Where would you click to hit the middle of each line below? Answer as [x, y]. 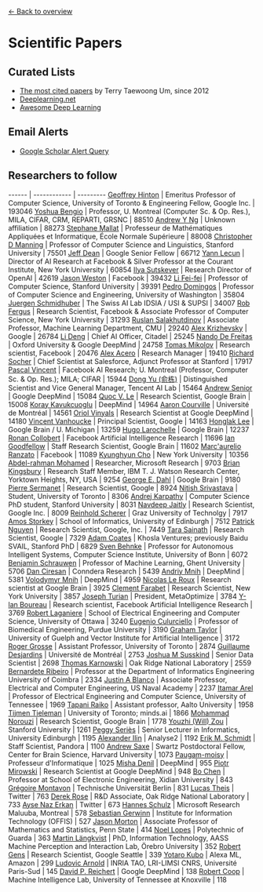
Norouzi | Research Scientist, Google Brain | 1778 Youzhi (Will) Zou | [118, 721]
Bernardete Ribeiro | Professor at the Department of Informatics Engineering [131, 671]
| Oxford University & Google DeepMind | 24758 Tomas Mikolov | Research [129, 344]
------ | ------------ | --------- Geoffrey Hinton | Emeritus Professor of [122, 195]
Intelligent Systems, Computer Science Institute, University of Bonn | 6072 [128, 554]
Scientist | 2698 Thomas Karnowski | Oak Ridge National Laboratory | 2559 [130, 663]
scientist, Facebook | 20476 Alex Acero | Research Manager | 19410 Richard [131, 353]
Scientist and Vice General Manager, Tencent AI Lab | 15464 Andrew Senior [130, 388]
